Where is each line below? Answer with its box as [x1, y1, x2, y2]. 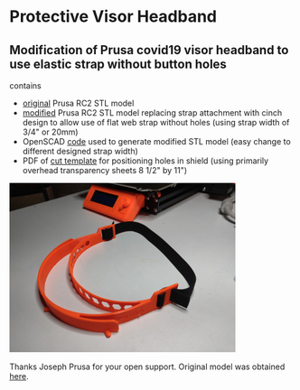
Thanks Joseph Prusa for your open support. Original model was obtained [9, 361, 286, 372]
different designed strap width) [22, 146, 138, 156]
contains [9, 80, 42, 91]
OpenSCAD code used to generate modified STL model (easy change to [22, 136, 291, 146]
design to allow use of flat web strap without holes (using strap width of [22, 117, 290, 127]
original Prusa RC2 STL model [22, 97, 135, 108]
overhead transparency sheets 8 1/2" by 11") [22, 165, 188, 175]
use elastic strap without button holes [9, 56, 228, 71]
